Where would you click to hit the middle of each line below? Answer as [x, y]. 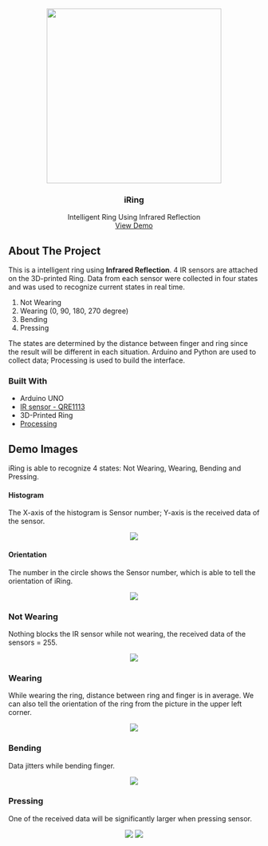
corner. [20, 713]
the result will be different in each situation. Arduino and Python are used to [132, 352]
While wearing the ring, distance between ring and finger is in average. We [131, 696]
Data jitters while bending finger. [62, 765]
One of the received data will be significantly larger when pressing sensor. [130, 818]
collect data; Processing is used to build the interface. [97, 360]
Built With [28, 381]
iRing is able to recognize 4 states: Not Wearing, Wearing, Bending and [125, 468]
